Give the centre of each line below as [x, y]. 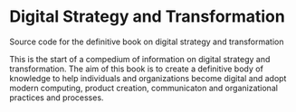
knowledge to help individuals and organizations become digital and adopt [148, 78]
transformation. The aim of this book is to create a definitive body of [137, 69]
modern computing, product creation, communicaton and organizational [144, 88]
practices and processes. [57, 98]
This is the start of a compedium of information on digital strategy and [140, 59]
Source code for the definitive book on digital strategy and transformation [147, 42]
